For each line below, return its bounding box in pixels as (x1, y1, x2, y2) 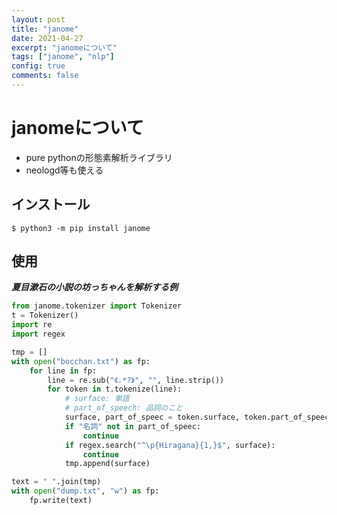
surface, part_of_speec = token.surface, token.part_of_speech (64, 412, 334, 423)
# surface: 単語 (64, 394, 130, 404)
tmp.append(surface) (64, 459, 151, 469)
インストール (11, 196, 91, 213)
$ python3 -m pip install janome (11, 223, 151, 233)
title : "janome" (11, 24, 79, 34)
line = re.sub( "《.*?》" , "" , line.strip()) (47, 375, 225, 385)
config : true (11, 61, 66, 71)
